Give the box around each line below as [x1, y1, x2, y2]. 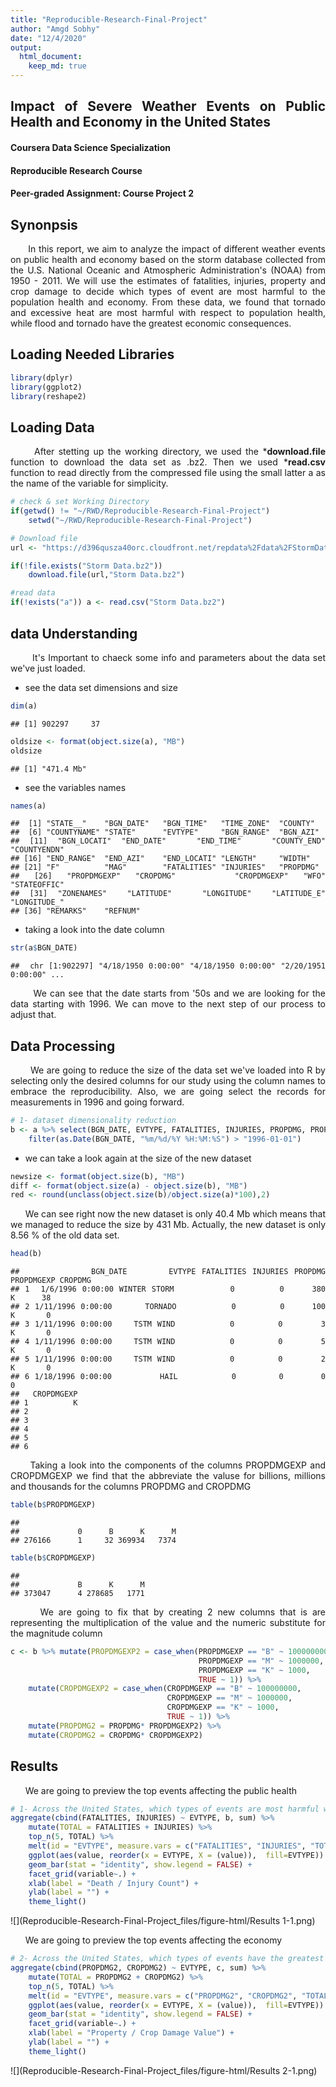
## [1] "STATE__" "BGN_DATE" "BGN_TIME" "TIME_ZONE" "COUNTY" [10, 819, 315, 829]
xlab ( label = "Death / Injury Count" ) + [28, 1878, 199, 1888]
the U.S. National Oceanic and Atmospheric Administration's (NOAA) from [10, 264, 326, 276]
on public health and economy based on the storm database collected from [10, 253, 326, 265]
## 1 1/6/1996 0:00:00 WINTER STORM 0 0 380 [10, 1284, 326, 1295]
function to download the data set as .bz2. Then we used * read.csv [10, 456, 326, 468]
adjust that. [10, 1009, 57, 1021]
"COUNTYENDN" [10, 845, 65, 855]
